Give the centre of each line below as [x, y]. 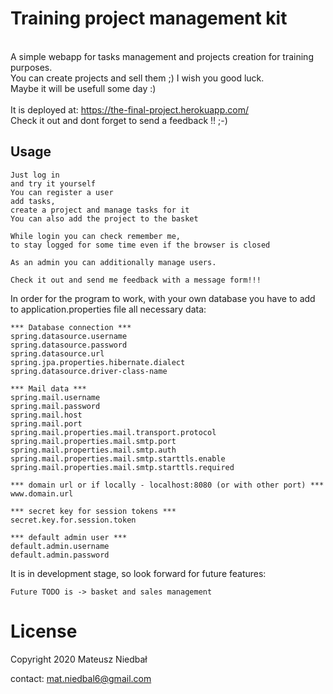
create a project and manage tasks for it [100, 210]
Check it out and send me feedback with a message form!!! [136, 280]
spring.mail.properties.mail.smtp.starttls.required [122, 467]
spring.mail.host [46, 415]
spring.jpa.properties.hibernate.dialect [98, 362]
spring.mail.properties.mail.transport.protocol [113, 432]
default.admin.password [60, 555]
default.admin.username [60, 546]
